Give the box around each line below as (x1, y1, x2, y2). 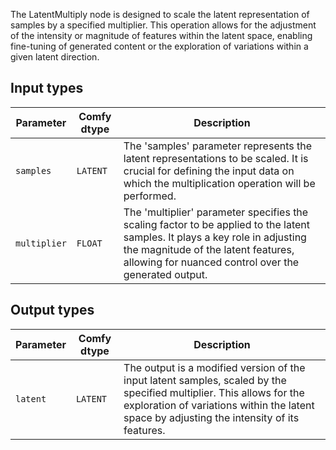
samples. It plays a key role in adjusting (123, 230, 307, 244)
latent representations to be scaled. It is (123, 151, 309, 165)
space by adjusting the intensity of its (123, 410, 300, 424)
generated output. (123, 267, 208, 281)
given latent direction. (10, 51, 100, 63)
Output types (10, 302, 95, 319)
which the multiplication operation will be (123, 176, 316, 190)
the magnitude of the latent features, (123, 242, 295, 256)
